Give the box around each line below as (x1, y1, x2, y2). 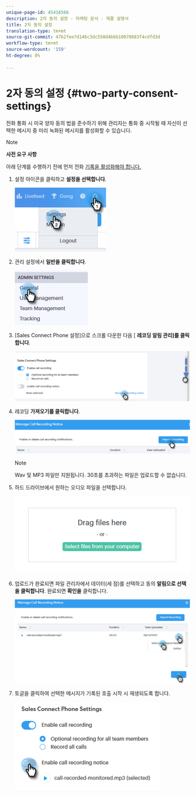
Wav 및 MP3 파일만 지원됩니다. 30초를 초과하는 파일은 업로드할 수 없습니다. (14, 471, 187, 478)
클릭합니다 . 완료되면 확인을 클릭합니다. (20, 588, 108, 595)
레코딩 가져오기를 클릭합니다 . (14, 408, 80, 415)
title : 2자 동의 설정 (6, 22, 52, 28)
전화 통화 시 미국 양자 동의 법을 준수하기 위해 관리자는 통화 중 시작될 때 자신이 (6, 119, 182, 126)
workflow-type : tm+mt (6, 40, 59, 46)
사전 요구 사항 (6, 150, 37, 157)
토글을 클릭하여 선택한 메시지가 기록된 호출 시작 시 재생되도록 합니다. (14, 690, 170, 697)
